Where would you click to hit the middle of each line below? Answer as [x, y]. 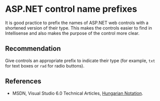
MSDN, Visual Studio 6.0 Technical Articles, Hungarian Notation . [78, 93]
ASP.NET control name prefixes [71, 9]
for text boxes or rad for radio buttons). [45, 66]
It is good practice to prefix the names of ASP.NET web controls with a [77, 23]
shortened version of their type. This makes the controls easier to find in [79, 28]
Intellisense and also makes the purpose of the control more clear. [72, 33]
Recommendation [33, 49]
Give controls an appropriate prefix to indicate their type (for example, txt [80, 61]
